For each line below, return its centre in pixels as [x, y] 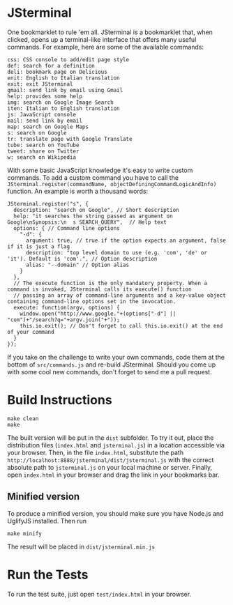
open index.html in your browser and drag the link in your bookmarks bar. [113, 475]
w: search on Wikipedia [42, 157]
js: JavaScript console [42, 114]
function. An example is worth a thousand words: [78, 191]
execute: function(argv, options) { [67, 307]
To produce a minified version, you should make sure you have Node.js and [115, 513]
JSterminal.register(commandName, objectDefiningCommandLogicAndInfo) [112, 184]
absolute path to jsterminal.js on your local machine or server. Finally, [110, 467]
